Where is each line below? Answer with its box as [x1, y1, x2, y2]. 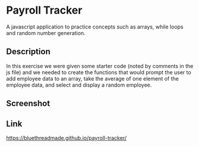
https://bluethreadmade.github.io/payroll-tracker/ [6, 134, 127, 141]
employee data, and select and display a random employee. [6, 81, 152, 88]
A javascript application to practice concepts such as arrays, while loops [6, 23, 184, 30]
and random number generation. [6, 29, 86, 36]
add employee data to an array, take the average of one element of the [6, 75, 179, 82]
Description [6, 47, 50, 57]
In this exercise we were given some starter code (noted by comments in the [6, 62, 194, 69]
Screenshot [6, 98, 50, 108]
